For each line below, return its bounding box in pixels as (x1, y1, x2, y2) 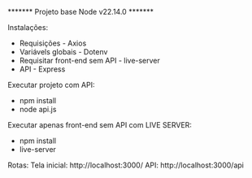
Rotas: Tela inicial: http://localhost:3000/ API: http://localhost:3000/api (7, 160, 245, 170)
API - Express (19, 64, 66, 74)
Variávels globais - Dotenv (19, 47, 108, 56)
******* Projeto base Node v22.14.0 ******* (7, 7, 154, 16)
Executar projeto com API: (7, 80, 95, 89)
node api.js (19, 105, 57, 114)
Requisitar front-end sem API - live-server (19, 56, 160, 65)
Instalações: (7, 23, 49, 32)
